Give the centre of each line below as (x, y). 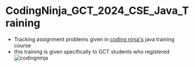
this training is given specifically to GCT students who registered (92, 51)
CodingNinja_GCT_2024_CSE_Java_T (97, 11)
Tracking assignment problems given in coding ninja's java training (94, 39)
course (22, 45)
